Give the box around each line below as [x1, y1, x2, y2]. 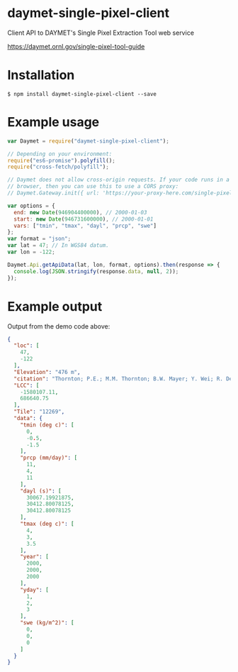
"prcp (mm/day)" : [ [20, 454, 78, 462]
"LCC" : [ [13, 382, 40, 389]
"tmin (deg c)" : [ [20, 421, 74, 429]
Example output [7, 298, 103, 314]
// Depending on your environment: [7, 150, 113, 158]
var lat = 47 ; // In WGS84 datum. [7, 242, 110, 249]
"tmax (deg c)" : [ [20, 520, 74, 527]
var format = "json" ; [7, 236, 72, 243]
